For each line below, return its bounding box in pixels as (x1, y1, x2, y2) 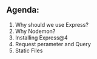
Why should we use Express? (15, 21, 89, 28)
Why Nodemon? (15, 27, 56, 35)
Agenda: (6, 5, 39, 15)
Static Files (15, 47, 43, 54)
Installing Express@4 (15, 33, 68, 41)
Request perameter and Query (15, 40, 91, 47)
